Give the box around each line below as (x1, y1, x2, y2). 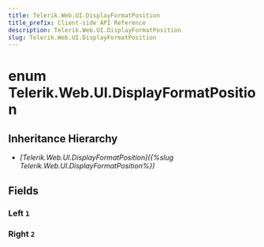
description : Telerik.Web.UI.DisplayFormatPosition (8, 26, 181, 34)
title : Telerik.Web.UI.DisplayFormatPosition (8, 11, 160, 20)
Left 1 (8, 208, 30, 219)
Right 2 (8, 229, 35, 240)
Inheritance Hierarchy (8, 131, 118, 146)
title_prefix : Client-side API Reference (8, 19, 147, 27)
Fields (8, 184, 39, 197)
